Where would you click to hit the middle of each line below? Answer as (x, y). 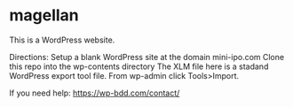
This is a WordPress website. (62, 40)
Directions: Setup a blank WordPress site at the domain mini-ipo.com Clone (147, 57)
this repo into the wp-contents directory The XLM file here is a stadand (139, 66)
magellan (44, 15)
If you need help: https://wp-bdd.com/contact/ (95, 93)
